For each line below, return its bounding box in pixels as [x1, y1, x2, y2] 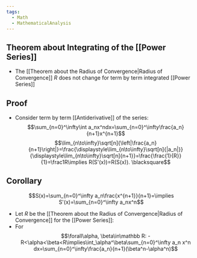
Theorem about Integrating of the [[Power [6, 42, 166, 52]
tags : [6, 8, 20, 15]
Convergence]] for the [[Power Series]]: [14, 216, 114, 224]
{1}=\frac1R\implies [40, 159, 87, 166]
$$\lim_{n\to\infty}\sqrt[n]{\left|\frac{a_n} [54, 139, 157, 146]
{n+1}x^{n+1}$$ [86, 130, 125, 137]
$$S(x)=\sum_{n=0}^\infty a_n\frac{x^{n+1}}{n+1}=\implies [28, 192, 174, 199]
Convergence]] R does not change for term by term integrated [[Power [14, 74, 191, 81]
